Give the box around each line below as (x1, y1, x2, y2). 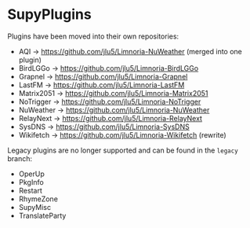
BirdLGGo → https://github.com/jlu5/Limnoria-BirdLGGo (18, 63, 199, 72)
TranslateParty (18, 211, 67, 220)
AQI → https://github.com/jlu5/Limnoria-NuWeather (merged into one (18, 46, 242, 56)
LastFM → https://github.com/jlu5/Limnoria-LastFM (18, 80, 185, 90)
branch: (7, 153, 33, 163)
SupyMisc (18, 202, 52, 211)
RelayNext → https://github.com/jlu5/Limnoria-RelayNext (18, 113, 203, 123)
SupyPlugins (7, 6, 92, 24)
